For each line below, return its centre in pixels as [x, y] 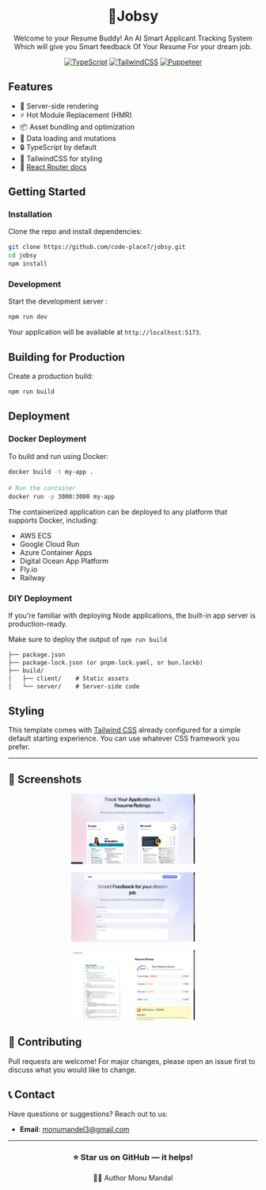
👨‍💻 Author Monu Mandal [133, 1177]
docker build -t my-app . [51, 472]
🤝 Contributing [45, 1042]
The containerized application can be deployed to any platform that [118, 512]
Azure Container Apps [56, 553]
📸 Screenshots [45, 779]
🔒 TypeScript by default [58, 147]
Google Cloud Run [49, 544]
